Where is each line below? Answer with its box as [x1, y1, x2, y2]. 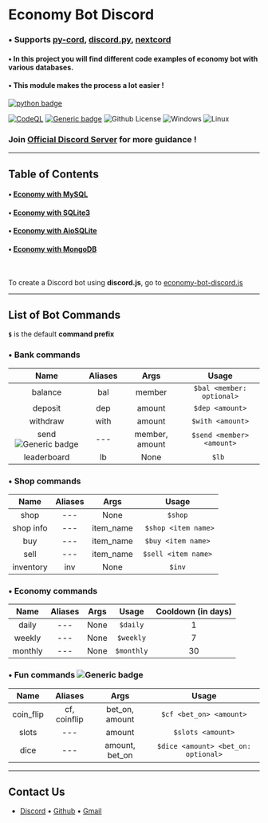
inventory [12, 561, 48, 572]
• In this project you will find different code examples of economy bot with [8, 54, 258, 63]
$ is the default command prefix [8, 329, 115, 339]
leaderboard [23, 451, 70, 463]
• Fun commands [8, 670, 76, 681]
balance [31, 386, 62, 397]
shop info [12, 522, 48, 533]
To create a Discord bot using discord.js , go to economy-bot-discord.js [8, 277, 243, 287]
